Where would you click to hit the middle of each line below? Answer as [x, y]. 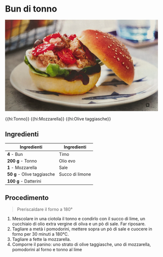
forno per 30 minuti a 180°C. [40, 234]
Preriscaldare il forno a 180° [45, 210]
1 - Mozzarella [22, 167]
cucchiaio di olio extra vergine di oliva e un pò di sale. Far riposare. [79, 224]
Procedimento [27, 198]
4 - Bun [15, 154]
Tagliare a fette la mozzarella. [41, 239]
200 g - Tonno [22, 161]
